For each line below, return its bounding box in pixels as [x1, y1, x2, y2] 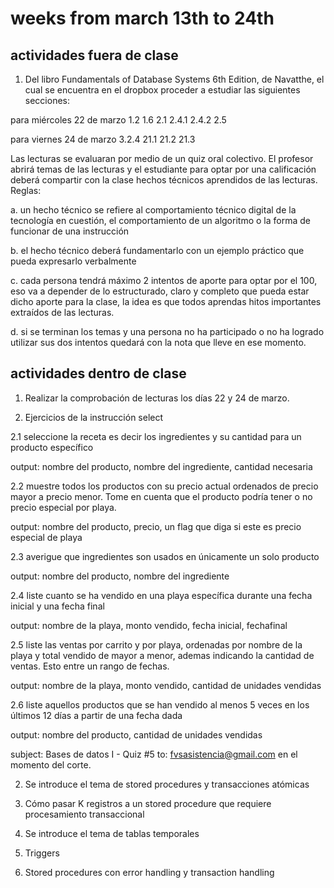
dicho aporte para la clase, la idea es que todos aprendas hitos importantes [10, 296, 322, 307]
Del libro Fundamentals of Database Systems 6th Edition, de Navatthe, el [24, 73, 325, 85]
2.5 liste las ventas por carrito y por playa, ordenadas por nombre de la [10, 638, 303, 651]
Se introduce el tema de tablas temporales [24, 827, 200, 839]
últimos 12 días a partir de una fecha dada [10, 709, 183, 721]
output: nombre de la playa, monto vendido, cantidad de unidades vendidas [10, 679, 322, 691]
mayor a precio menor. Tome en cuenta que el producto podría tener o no [10, 490, 313, 502]
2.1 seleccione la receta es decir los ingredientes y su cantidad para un [10, 430, 302, 442]
